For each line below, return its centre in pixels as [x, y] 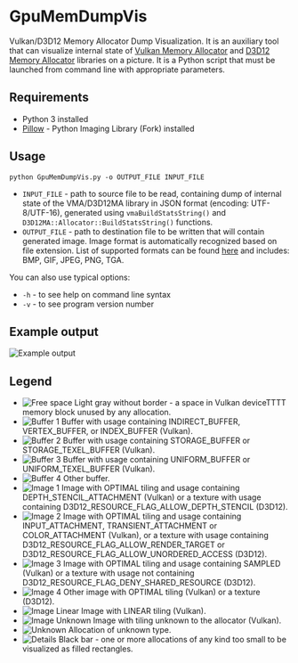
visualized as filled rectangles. [77, 649]
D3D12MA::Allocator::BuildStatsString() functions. [117, 222]
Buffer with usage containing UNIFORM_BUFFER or [157, 460]
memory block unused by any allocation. [97, 413]
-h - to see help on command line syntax [97, 294]
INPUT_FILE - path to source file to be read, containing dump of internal [152, 193]
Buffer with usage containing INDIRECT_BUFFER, [151, 422]
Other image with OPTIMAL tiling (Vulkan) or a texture [162, 592]
